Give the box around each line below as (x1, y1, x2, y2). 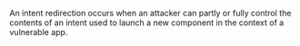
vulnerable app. (9, 27, 68, 37)
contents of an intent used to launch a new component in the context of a (9, 17, 285, 28)
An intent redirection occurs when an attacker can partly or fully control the (9, 8, 292, 18)
